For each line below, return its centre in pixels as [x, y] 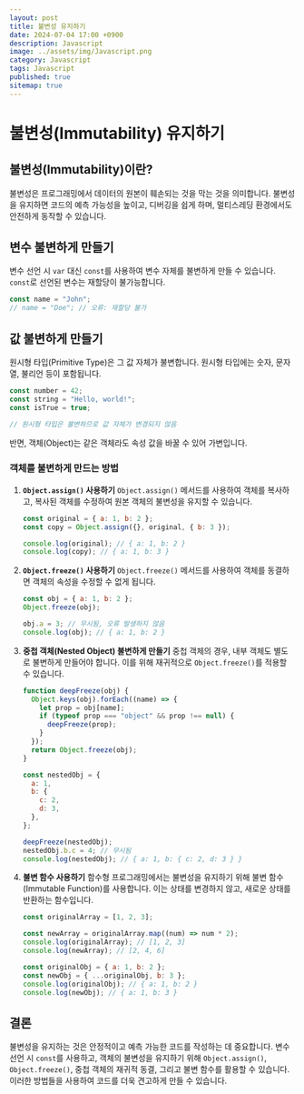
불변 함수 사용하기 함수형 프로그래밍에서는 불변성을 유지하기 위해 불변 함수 [153, 878]
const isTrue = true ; [50, 407]
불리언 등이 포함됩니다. [61, 373]
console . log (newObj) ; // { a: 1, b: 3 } [100, 992]
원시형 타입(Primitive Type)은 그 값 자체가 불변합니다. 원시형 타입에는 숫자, [142, 362]
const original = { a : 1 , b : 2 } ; [88, 518]
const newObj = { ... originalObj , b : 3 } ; [104, 975]
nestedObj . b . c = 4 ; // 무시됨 [77, 850]
